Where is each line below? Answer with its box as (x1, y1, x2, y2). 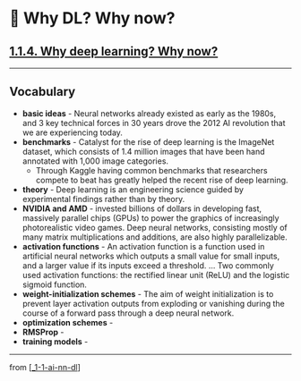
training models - (21, 335, 89, 347)
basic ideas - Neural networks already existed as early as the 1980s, (21, 107, 277, 119)
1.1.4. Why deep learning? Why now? (9, 44, 219, 59)
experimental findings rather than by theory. (21, 193, 185, 204)
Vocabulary (9, 84, 76, 99)
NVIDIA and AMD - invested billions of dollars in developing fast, (21, 203, 262, 214)
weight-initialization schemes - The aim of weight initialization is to (21, 288, 274, 299)
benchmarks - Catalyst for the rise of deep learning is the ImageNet (21, 136, 275, 147)
